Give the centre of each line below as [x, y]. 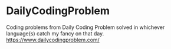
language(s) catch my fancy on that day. [55, 33]
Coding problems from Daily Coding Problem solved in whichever [85, 27]
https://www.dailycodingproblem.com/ [53, 40]
